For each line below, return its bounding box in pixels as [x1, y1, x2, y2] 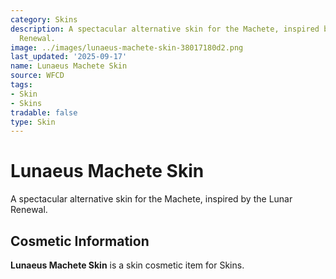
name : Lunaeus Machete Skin [10, 61, 128, 71]
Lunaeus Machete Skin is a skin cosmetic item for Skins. [10, 259, 245, 271]
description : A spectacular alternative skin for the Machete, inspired [10, 24, 320, 34]
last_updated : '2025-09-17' [10, 52, 128, 62]
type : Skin [10, 117, 56, 127]
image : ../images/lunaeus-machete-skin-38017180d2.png [10, 42, 244, 53]
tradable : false [10, 107, 78, 118]
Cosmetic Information [10, 232, 150, 250]
